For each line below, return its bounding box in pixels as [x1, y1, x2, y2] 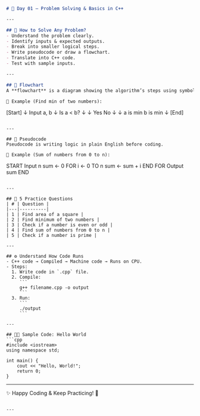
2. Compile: [11, 275, 42, 281]
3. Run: [11, 295, 31, 301]
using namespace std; [6, 347, 60, 353]
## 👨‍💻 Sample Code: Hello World [6, 332, 86, 338]
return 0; [17, 368, 42, 374]
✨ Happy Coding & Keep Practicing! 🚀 [6, 390, 99, 397]
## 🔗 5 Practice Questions [6, 196, 73, 202]
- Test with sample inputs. [6, 60, 76, 66]
